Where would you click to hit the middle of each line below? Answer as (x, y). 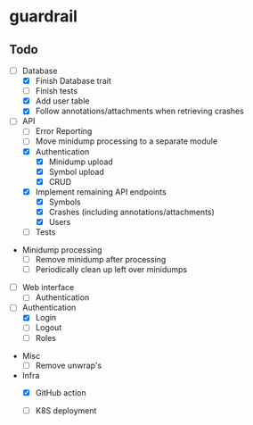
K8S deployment (66, 410)
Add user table (62, 101)
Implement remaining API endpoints (101, 192)
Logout (49, 328)
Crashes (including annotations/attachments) (132, 212)
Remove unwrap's (69, 365)
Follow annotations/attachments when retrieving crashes (140, 111)
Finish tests (57, 91)
